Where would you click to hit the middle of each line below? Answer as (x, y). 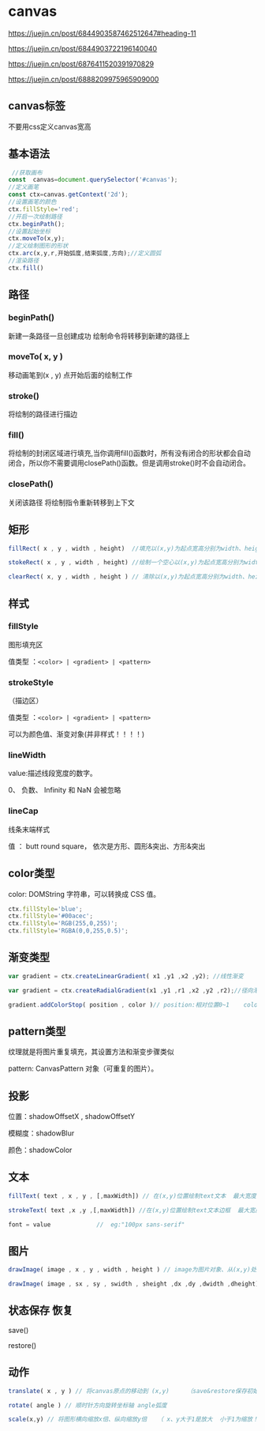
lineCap (23, 811)
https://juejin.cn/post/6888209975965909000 (84, 79)
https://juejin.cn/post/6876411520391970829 (81, 64)
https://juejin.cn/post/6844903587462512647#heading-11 (103, 33)
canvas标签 (37, 106)
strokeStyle (31, 682)
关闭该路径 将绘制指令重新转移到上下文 (71, 502)
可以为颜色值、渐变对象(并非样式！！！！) (77, 734)
